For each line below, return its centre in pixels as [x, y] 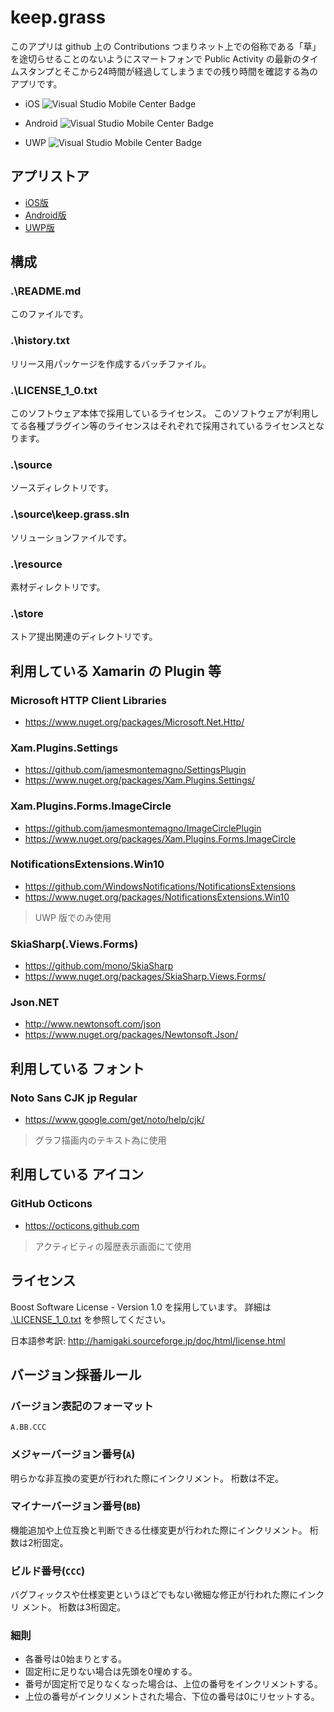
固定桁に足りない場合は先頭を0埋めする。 [111, 1672]
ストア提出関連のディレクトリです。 [84, 637]
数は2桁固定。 [39, 1542]
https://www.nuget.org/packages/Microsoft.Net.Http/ [134, 722]
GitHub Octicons [51, 1204]
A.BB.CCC [28, 1427]
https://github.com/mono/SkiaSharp [99, 966]
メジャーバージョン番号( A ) [73, 1454]
